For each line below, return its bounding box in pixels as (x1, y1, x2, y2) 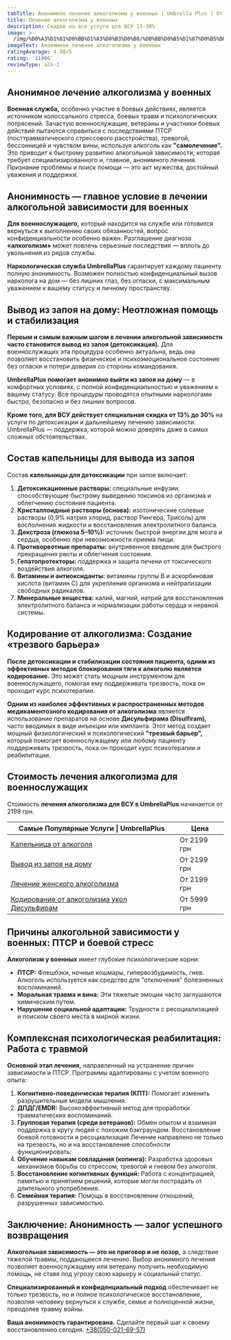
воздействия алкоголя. (16, 564, 85, 573)
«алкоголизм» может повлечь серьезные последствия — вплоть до (7, 241, 210, 250)
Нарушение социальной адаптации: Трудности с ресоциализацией (16, 1005, 219, 1013)
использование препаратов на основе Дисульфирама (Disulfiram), (7, 714, 207, 723)
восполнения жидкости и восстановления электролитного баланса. (16, 520, 218, 529)
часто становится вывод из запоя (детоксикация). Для (7, 340, 173, 349)
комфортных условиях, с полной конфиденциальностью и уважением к (7, 383, 219, 391)
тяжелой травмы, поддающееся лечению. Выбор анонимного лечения (7, 1255, 215, 1263)
